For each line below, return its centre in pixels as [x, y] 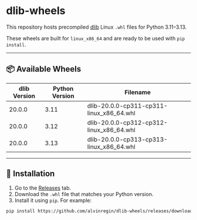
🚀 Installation [30, 174]
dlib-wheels [36, 11]
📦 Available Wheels [44, 69]
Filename [138, 92]
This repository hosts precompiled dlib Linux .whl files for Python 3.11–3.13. [96, 27]
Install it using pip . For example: [53, 200]
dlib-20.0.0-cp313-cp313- [128, 139]
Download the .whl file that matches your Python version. [84, 194]
